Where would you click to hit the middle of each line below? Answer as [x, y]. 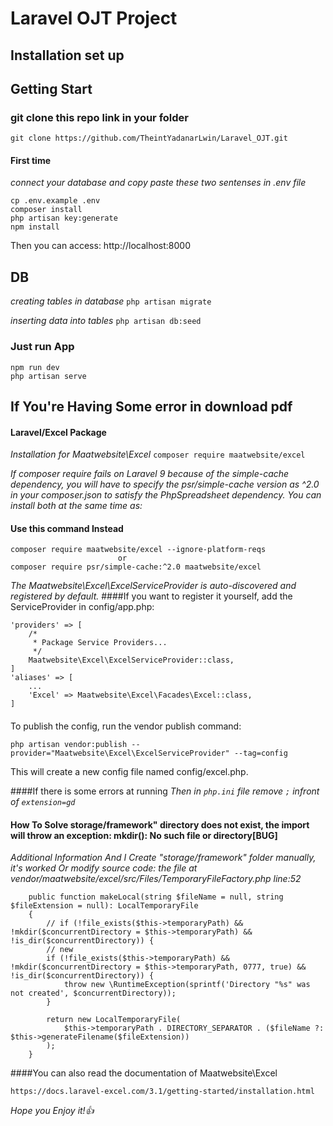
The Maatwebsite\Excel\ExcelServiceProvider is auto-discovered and [153, 586]
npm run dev [35, 367]
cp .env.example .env [55, 201]
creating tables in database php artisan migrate [111, 301]
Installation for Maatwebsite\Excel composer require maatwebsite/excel [158, 454]
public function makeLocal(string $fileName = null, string [156, 897]
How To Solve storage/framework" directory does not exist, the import [160, 824]
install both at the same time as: [76, 506]
